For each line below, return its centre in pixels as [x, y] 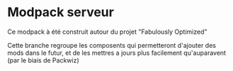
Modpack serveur [61, 12]
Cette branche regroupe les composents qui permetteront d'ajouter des [112, 45]
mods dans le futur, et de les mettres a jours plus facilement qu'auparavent [117, 53]
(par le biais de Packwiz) [43, 60]
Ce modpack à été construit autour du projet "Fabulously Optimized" [107, 32]
